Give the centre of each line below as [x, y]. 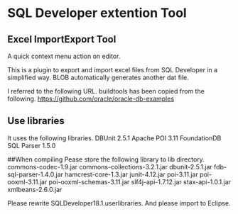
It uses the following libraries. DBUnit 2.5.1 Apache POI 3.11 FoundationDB [114, 138]
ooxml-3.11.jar [27, 181]
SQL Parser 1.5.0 [32, 145]
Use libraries [36, 121]
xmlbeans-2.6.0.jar [35, 189]
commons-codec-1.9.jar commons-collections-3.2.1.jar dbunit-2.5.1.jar [110, 167]
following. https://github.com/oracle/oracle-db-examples [91, 98]
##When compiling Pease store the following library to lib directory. [106, 159]
